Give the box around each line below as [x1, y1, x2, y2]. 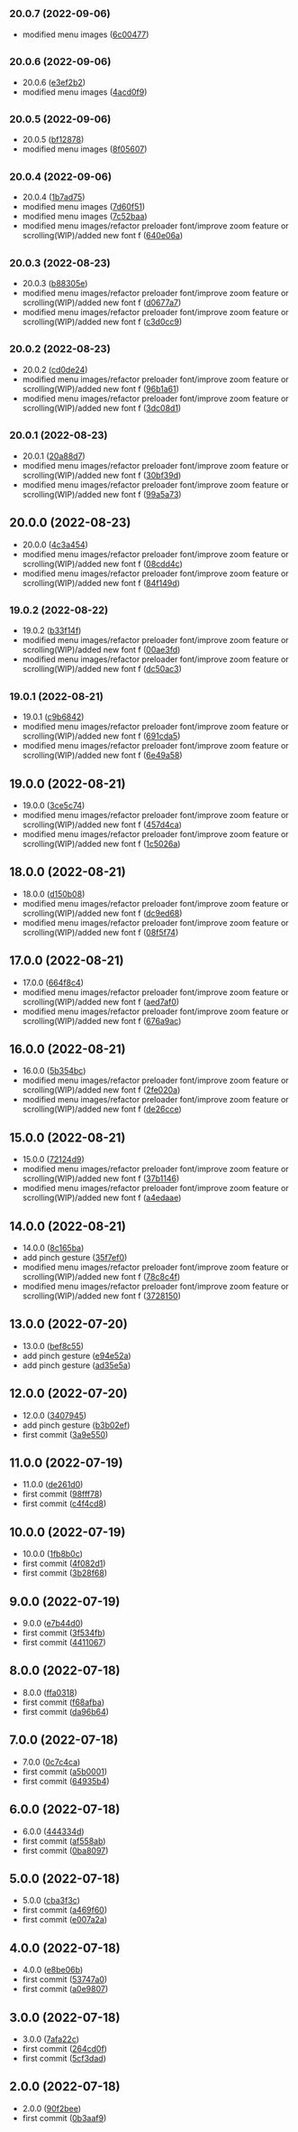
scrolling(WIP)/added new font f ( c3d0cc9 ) [22, 316, 183, 328]
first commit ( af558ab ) [22, 1835, 106, 1846]
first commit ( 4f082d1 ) [22, 1558, 106, 1569]
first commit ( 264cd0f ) [22, 2043, 108, 2053]
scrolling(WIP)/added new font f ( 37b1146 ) [22, 1173, 180, 1184]
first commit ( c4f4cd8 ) [22, 1498, 107, 1509]
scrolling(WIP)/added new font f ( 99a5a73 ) [22, 489, 182, 499]
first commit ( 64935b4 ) [22, 1775, 110, 1786]
